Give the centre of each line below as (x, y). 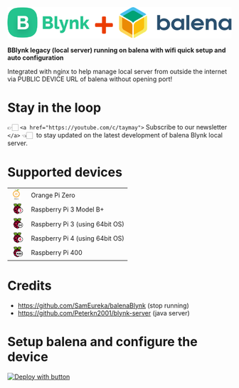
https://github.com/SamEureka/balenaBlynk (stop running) (103, 305)
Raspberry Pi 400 (57, 253)
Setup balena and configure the (102, 341)
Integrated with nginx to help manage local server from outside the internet (117, 71)
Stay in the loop (54, 108)
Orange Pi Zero (53, 195)
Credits (30, 285)
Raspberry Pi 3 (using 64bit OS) (78, 224)
